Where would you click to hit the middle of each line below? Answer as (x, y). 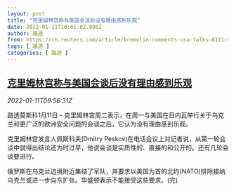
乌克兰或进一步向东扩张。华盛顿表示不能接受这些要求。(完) (93, 180)
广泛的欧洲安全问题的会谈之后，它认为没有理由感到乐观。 (109, 124)
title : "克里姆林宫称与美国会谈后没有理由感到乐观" (74, 20)
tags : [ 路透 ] (28, 46)
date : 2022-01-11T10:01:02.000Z (54, 27)
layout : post (26, 14)
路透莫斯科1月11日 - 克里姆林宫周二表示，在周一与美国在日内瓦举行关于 (110, 115)
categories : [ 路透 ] (38, 53)
